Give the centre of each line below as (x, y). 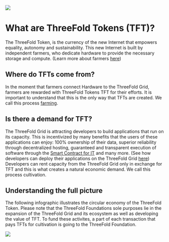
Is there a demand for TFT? (49, 119)
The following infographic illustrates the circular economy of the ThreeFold (83, 203)
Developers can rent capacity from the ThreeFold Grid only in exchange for (84, 164)
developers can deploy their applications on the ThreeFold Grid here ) (77, 158)
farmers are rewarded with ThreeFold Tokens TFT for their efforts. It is (79, 92)
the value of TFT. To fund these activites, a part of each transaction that (80, 219)
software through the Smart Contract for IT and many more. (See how (78, 153)
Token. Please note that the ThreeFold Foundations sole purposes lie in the (83, 208)
